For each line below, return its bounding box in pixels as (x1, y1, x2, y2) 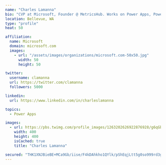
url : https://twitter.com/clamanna (9, 80, 83, 85)
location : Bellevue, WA (5, 16, 54, 21)
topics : (5, 107, 21, 112)
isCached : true (14, 138, 45, 143)
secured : (5, 152, 23, 157)
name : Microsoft (9, 39, 43, 44)
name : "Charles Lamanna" (5, 7, 56, 12)
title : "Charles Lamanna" (14, 143, 68, 148)
